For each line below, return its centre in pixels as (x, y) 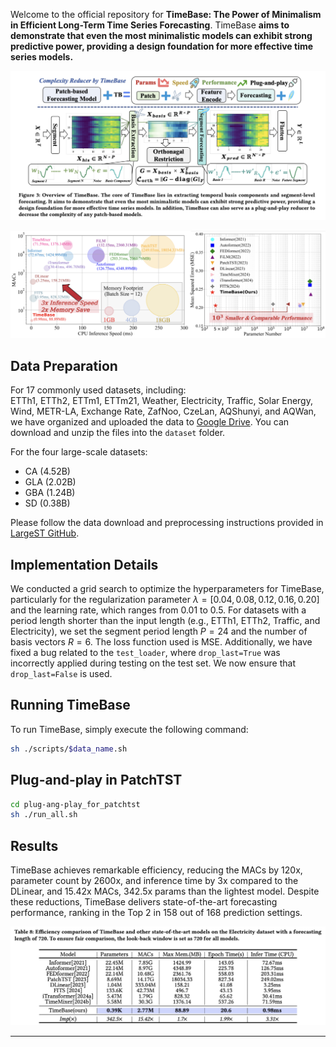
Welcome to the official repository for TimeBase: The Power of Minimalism (166, 14)
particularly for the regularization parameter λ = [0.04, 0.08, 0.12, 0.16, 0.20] (165, 600)
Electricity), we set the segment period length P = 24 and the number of (159, 631)
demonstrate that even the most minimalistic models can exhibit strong (161, 35)
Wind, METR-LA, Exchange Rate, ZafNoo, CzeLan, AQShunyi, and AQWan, (163, 411)
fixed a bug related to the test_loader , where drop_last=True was (145, 653)
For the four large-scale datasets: (79, 452)
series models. (42, 57)
